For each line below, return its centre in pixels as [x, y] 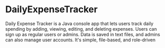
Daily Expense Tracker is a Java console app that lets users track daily [79, 23]
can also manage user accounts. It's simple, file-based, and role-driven [80, 40]
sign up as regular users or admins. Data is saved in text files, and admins [83, 34]
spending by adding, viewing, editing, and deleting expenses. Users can [81, 29]
